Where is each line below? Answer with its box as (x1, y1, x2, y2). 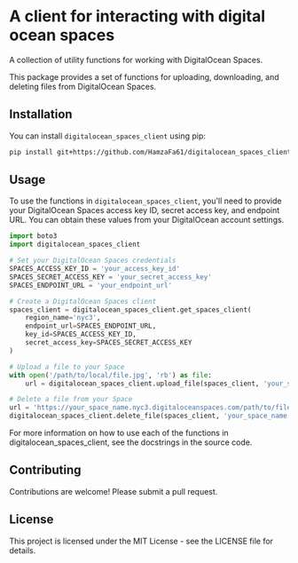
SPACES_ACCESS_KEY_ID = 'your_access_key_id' (9, 265, 180, 274)
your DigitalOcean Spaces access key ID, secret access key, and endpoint (9, 205, 280, 216)
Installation (9, 107, 73, 122)
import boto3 (9, 232, 58, 241)
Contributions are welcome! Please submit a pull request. (9, 486, 218, 496)
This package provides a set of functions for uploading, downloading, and (9, 71, 279, 82)
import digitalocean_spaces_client (9, 240, 141, 250)
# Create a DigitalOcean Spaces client (9, 297, 157, 305)
